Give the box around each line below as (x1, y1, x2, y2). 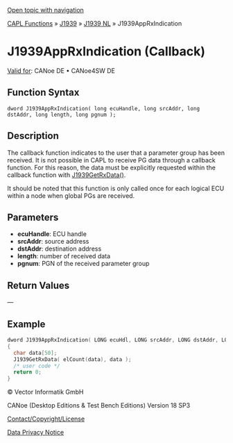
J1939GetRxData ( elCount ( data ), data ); (13, 356, 132, 363)
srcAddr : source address (17, 237, 89, 246)
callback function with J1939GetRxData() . (7, 170, 126, 179)
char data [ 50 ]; (13, 349, 58, 356)
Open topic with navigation (7, 6, 85, 14)
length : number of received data (17, 252, 111, 260)
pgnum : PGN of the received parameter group (17, 260, 150, 268)
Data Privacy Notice (7, 428, 64, 437)
